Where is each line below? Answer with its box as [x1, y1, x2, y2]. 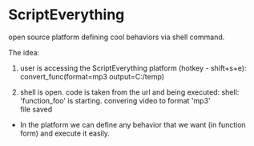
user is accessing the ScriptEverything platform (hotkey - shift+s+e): [19, 63, 247, 73]
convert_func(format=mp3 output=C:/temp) [19, 71, 164, 81]
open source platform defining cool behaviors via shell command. [8, 32, 225, 42]
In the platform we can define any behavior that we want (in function [19, 120, 246, 129]
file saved [19, 104, 53, 114]
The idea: [8, 47, 40, 57]
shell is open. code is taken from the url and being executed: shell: [19, 87, 240, 97]
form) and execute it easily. [19, 128, 111, 138]
